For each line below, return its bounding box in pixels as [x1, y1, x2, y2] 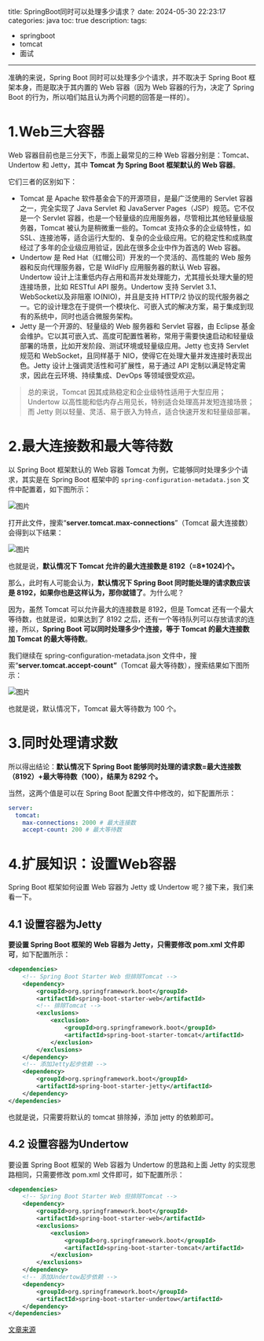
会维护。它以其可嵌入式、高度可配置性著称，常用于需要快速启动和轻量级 [19, 331, 254, 341]
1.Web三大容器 [8, 123, 104, 141]
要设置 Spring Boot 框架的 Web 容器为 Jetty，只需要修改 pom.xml [8, 940, 222, 949]
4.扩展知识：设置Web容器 [8, 855, 177, 873]
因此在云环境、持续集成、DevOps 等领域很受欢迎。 [33, 370, 200, 380]
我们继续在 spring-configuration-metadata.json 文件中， [8, 650, 190, 660]
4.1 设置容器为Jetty [8, 917, 102, 930]
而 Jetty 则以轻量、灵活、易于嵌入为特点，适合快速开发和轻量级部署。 [27, 407, 255, 416]
